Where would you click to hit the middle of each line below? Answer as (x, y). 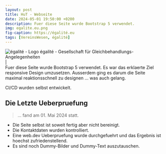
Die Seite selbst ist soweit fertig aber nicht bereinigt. (66, 125)
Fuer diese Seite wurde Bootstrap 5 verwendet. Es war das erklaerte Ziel (80, 67)
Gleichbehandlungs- (113, 51)
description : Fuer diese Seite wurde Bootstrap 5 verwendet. (70, 24)
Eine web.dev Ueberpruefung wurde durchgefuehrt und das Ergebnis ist (86, 135)
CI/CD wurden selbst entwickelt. (38, 87)
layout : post (19, 10)
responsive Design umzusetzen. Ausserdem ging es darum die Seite (75, 73)
